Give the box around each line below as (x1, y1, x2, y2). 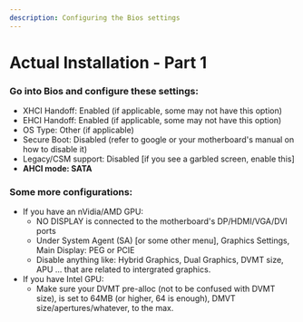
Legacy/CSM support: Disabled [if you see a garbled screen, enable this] (22, 153, 295, 164)
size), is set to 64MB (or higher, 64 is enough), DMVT (35, 293, 236, 304)
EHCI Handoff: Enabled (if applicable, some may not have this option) (22, 115, 282, 126)
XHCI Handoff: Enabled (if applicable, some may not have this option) (22, 105, 283, 116)
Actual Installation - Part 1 (9, 52, 207, 73)
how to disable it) (22, 144, 88, 155)
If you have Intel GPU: (22, 274, 104, 285)
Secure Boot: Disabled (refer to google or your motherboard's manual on (22, 134, 295, 145)
